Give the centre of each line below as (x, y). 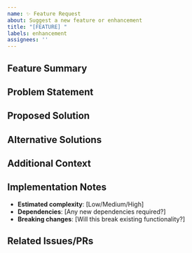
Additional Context (49, 164)
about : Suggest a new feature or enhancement (75, 20)
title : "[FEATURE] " (37, 27)
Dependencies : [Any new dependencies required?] (91, 212)
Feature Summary (47, 68)
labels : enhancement (37, 33)
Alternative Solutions (55, 140)
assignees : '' (28, 40)
